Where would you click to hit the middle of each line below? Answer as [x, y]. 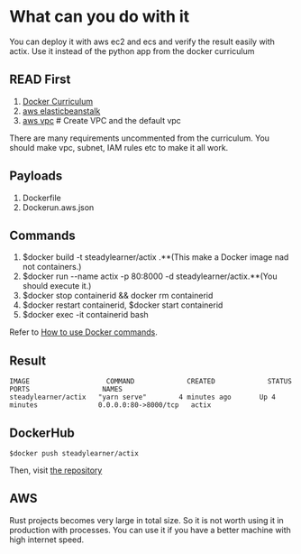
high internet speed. [47, 540]
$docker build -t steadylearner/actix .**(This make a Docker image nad [155, 257]
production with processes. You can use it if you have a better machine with [150, 530]
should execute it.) [57, 286]
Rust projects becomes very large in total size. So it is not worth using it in [146, 520]
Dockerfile [41, 198]
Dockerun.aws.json [58, 207]
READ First [40, 80]
